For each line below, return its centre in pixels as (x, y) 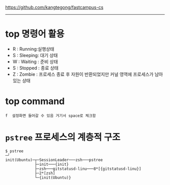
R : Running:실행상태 (33, 49)
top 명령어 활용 (35, 34)
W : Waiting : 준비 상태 (35, 61)
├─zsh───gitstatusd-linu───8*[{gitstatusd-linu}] (88, 169)
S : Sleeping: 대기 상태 (35, 55)
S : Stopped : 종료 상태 (35, 68)
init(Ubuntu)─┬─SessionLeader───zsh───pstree (54, 160)
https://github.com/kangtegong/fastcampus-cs (54, 7)
